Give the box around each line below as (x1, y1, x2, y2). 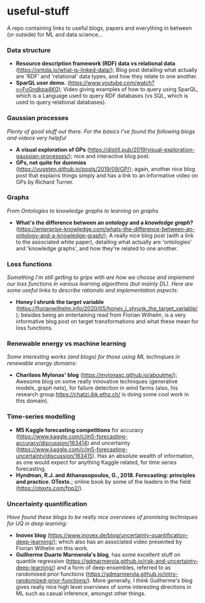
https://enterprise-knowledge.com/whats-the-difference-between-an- (18, 225, 195, 232)
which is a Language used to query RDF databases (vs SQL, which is (15, 92, 189, 100)
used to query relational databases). (15, 98, 107, 106)
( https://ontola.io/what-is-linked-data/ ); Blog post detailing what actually (15, 66, 198, 74)
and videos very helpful (7, 134, 66, 141)
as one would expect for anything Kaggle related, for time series (15, 458, 177, 466)
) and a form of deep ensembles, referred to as (53, 564, 171, 571)
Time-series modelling (7, 412, 75, 421)
